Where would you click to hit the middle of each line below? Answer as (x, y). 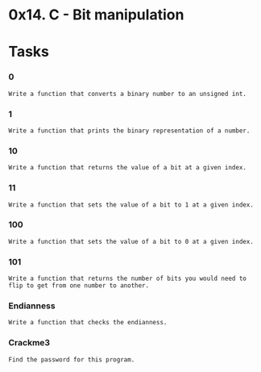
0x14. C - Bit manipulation (96, 15)
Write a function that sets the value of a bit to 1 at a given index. (131, 205)
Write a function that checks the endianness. (88, 323)
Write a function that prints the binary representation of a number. (129, 131)
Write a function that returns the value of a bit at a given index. (128, 168)
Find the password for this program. (72, 359)
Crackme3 (29, 343)
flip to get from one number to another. (79, 286)
